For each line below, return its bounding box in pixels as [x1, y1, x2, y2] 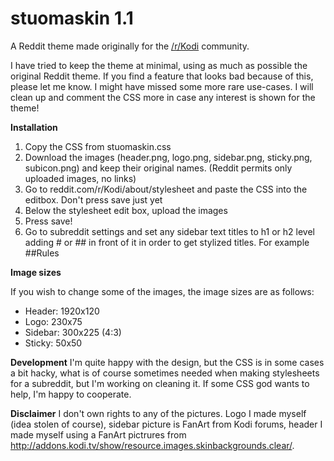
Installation [10, 121, 58, 133]
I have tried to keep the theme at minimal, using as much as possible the [10, 59, 308, 71]
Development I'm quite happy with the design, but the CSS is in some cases [10, 356, 325, 368]
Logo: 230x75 [24, 315, 83, 327]
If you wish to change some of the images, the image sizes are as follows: [10, 285, 315, 297]
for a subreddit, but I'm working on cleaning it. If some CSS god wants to [10, 377, 310, 389]
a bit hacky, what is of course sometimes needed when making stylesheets [10, 367, 320, 379]
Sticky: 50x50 [24, 337, 83, 349]
